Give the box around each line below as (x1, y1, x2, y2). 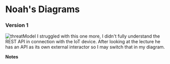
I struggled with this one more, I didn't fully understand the (37, 33, 160, 39)
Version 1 (5, 22, 29, 29)
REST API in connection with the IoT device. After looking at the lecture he (5, 39, 160, 45)
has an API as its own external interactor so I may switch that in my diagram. (5, 44, 165, 50)
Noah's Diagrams (5, 4, 80, 15)
